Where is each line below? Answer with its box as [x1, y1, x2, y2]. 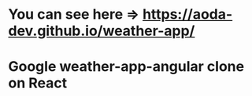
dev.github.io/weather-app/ [8, 22, 195, 40]
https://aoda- [142, 5, 233, 23]
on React [8, 74, 68, 92]
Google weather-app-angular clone [8, 58, 245, 76]
